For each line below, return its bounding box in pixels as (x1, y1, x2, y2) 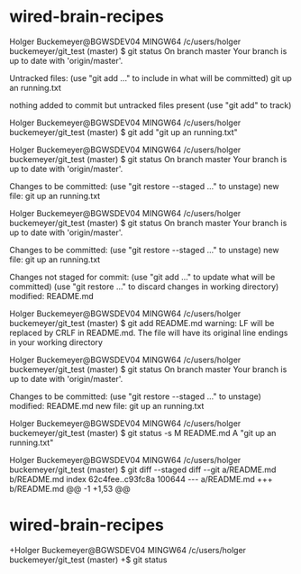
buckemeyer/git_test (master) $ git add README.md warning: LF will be (9, 317, 275, 328)
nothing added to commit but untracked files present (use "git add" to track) (9, 99, 292, 110)
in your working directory (9, 336, 104, 348)
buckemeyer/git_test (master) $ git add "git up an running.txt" (9, 126, 239, 137)
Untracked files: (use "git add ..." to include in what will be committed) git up (9, 72, 293, 83)
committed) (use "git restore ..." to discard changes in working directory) (9, 281, 279, 292)
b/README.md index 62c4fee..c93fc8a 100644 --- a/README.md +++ (9, 473, 273, 484)
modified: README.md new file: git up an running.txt (9, 400, 205, 411)
